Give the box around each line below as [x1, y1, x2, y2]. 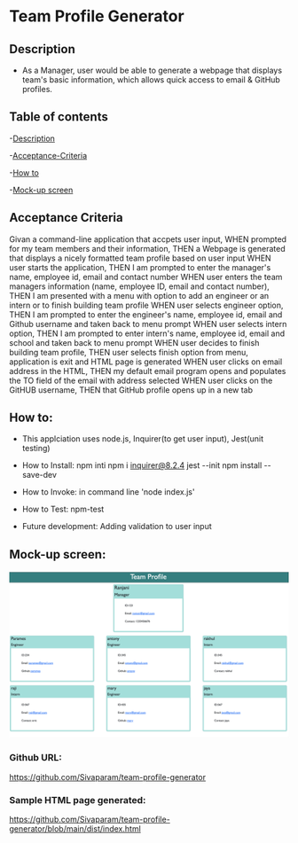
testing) [21, 443, 51, 454]
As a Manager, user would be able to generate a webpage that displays [21, 65, 282, 75]
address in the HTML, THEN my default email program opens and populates [9, 365, 286, 376]
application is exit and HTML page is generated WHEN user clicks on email [9, 356, 283, 367]
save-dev [21, 470, 58, 480]
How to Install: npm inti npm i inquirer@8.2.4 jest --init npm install [21, 460, 263, 471]
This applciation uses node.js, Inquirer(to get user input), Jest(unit [21, 433, 264, 444]
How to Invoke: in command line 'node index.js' [21, 487, 195, 497]
